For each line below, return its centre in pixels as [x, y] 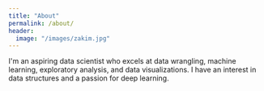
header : [21, 31]
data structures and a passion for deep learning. [89, 78]
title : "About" [34, 16]
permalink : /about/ [41, 23]
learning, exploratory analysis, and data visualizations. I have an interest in [132, 70]
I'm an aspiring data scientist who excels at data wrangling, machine [122, 61]
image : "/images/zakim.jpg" [63, 38]
